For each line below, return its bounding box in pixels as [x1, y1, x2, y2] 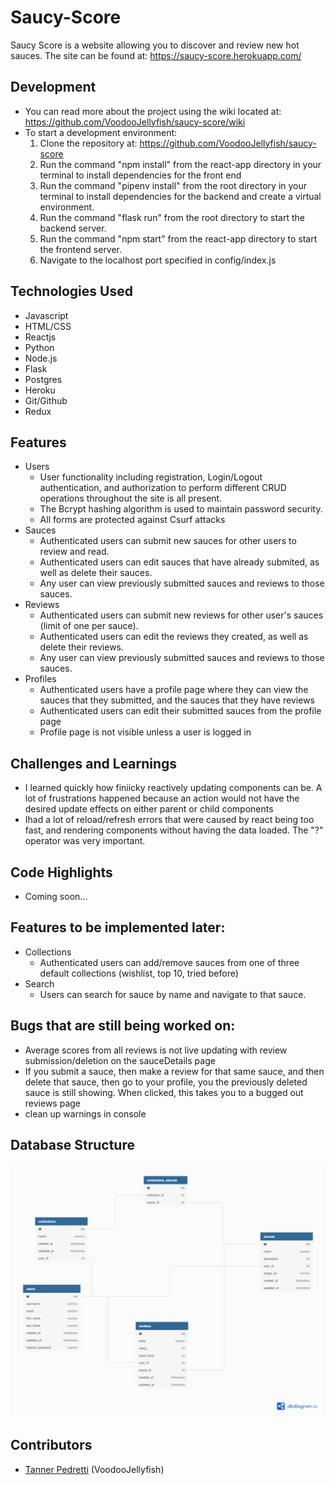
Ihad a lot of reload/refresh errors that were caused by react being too [24, 814, 315, 826]
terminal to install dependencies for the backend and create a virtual [39, 190, 322, 202]
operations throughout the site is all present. [39, 492, 223, 505]
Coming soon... [24, 891, 88, 902]
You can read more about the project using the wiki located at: [24, 105, 282, 117]
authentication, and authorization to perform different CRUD [39, 482, 287, 494]
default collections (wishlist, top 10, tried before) [39, 967, 239, 979]
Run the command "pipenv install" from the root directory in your [39, 179, 308, 191]
